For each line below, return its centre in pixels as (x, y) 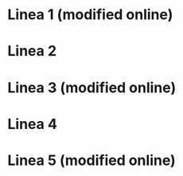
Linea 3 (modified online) (92, 87)
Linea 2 (32, 51)
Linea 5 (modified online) (91, 160)
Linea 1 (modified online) (90, 15)
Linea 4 (32, 124)
